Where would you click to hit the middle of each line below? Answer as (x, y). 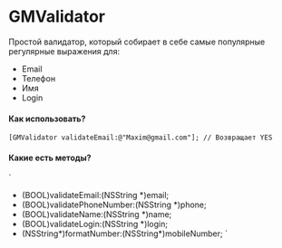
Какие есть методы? (50, 157)
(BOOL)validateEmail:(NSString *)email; (95, 196)
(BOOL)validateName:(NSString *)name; (97, 215)
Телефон (39, 78)
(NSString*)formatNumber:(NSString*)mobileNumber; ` (125, 234)
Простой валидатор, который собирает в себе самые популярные (137, 42)
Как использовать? (47, 119)
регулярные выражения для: (64, 51)
